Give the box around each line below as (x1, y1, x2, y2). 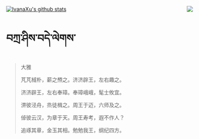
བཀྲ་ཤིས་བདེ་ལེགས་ (6, 31, 76, 45)
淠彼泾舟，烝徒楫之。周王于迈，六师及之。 (20, 101, 125, 108)
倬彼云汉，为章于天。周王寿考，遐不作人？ (20, 113, 125, 121)
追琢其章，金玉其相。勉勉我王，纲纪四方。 (20, 127, 125, 134)
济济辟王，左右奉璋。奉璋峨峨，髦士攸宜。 (20, 89, 125, 96)
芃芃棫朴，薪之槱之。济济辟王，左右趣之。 (20, 76, 125, 83)
